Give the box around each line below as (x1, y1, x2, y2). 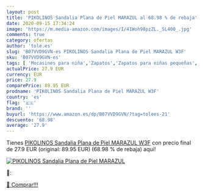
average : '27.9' (6, 123, 48, 129)
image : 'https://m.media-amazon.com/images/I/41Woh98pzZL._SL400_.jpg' (6, 26, 192, 32)
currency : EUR (6, 71, 43, 77)
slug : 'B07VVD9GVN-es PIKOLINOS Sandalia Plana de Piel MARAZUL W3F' (6, 49, 187, 55)
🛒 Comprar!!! (6, 181, 38, 189)
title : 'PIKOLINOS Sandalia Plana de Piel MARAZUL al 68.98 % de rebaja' (6, 15, 198, 21)
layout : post (6, 9, 40, 15)
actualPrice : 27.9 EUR (6, 65, 64, 72)
